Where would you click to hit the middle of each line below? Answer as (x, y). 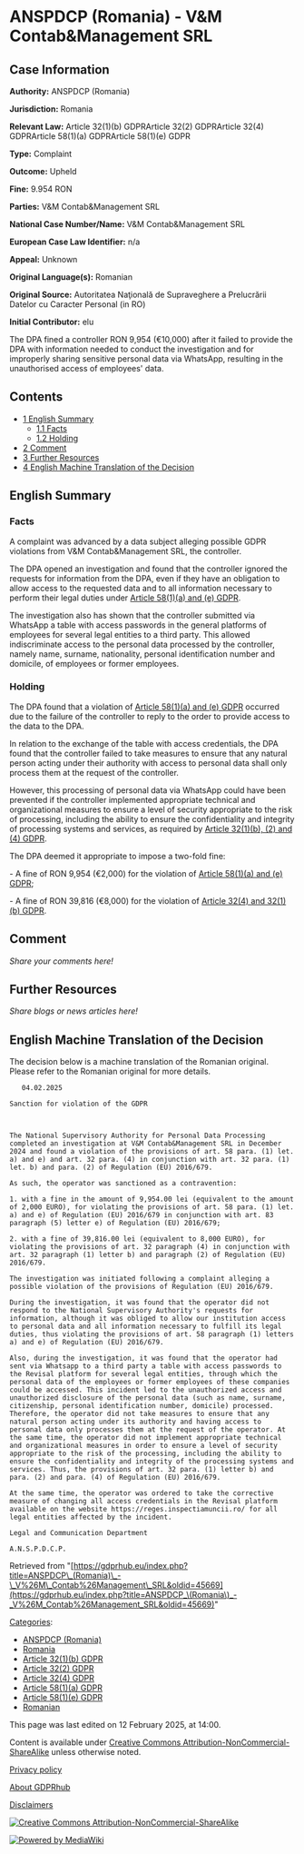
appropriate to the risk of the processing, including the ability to (146, 1454)
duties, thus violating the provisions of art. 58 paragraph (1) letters (152, 1334)
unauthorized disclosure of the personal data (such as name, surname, (147, 1398)
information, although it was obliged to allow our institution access (147, 1319)
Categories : (31, 1622)
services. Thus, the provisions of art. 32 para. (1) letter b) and (142, 1470)
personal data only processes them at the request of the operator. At (147, 1430)
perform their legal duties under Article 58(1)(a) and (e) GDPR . (125, 598)
